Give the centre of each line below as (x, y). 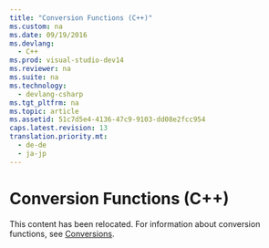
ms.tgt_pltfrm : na (44, 103)
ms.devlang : (32, 43)
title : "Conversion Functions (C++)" (81, 18)
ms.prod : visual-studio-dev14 (67, 60)
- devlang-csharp (51, 94)
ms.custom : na (36, 26)
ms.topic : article (44, 111)
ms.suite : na (34, 77)
